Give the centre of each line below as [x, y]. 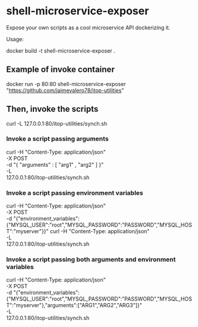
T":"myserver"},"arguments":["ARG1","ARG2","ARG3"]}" [74, 305]
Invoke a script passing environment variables [75, 192]
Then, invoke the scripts [52, 109]
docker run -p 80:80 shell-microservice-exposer [66, 84]
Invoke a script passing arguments [57, 139]
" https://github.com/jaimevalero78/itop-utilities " [65, 90]
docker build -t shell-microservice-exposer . [61, 51]
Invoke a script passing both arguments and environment [91, 259]
